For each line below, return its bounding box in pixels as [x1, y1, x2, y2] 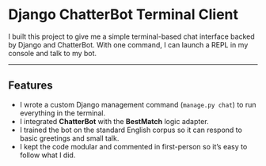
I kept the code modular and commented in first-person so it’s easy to [19, 141, 248, 151]
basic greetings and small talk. [19, 133, 120, 143]
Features [8, 79, 53, 92]
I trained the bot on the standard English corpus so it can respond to [19, 125, 243, 134]
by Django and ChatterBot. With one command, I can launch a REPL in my [8, 40, 249, 49]
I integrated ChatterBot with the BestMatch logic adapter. [19, 116, 209, 126]
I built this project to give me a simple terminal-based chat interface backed [8, 32, 255, 41]
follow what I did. [19, 150, 76, 160]
